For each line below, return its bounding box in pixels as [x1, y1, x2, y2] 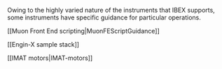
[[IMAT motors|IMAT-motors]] [7, 54, 93, 62]
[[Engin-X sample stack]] [7, 40, 79, 48]
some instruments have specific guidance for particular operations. [7, 13, 201, 22]
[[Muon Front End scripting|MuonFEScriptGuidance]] [7, 27, 160, 35]
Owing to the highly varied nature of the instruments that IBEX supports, [7, 6, 215, 14]
